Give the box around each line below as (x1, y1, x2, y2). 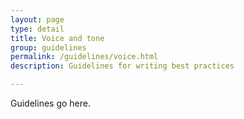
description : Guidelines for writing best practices (10, 61, 235, 71)
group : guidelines (10, 42, 87, 53)
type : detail (10, 24, 65, 34)
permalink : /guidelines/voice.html (10, 52, 159, 62)
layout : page (10, 14, 65, 25)
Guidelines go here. (10, 97, 91, 109)
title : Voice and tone (10, 33, 105, 43)
